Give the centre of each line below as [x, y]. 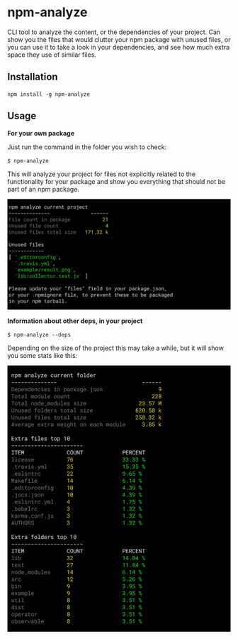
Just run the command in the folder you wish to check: [87, 147]
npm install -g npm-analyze [49, 94]
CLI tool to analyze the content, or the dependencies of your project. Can [114, 32]
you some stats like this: [42, 356]
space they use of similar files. [52, 55]
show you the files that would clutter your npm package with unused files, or [119, 39]
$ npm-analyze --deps [39, 335]
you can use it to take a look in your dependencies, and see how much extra [119, 47]
